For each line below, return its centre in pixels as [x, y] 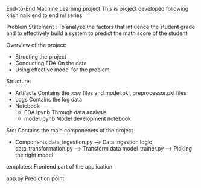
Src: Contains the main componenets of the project [70, 130]
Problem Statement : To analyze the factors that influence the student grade [101, 27]
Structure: [19, 81]
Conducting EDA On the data [51, 63]
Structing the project [40, 57]
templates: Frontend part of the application [59, 167]
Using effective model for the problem [62, 70]
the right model [34, 155]
